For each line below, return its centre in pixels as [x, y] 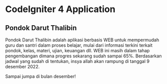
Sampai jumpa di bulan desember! [41, 76]
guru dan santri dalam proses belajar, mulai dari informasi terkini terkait [79, 45]
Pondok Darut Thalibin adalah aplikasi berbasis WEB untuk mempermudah [82, 40]
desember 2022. [22, 67]
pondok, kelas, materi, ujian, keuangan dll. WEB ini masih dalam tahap [77, 51]
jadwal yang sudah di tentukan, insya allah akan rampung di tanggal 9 [77, 61]
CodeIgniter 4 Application [60, 9]
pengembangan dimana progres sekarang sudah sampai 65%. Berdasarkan [83, 56]
